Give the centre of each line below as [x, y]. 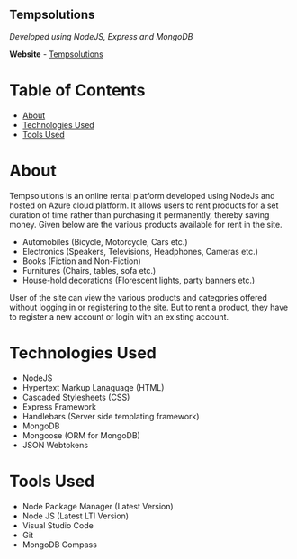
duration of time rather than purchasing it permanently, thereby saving [139, 214]
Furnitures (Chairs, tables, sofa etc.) [89, 270]
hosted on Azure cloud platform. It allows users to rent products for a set [144, 205]
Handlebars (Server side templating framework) [111, 416]
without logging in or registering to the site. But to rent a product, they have [149, 307]
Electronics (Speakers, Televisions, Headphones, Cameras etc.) [140, 251]
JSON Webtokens [55, 445]
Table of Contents [77, 90]
